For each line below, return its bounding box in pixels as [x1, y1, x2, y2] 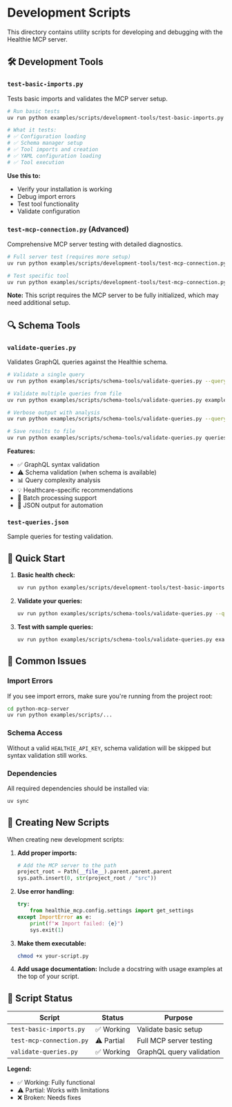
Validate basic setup [137, 1025, 203, 1034]
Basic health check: [17, 571, 76, 579]
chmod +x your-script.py [17, 953, 89, 959]
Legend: [7, 1065, 32, 1073]
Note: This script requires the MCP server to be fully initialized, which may [7, 291, 219, 299]
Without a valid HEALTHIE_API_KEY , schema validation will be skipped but [7, 743, 211, 752]
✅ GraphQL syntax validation [17, 461, 100, 469]
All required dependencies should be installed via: [7, 784, 150, 792]
